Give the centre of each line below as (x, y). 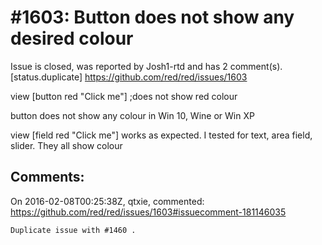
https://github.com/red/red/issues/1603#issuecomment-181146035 (148, 212)
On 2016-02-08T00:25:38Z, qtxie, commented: (107, 201)
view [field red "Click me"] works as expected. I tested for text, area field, (161, 135)
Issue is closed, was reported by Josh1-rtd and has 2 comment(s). (146, 66)
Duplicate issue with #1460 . (73, 230)
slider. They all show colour (66, 145)
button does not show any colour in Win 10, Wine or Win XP (132, 115)
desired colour (72, 38)
